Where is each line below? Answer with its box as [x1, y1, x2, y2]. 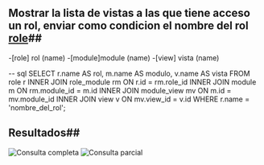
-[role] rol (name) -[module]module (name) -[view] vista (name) [8, 52, 220, 63]
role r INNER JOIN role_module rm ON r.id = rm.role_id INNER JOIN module [8, 76, 257, 87]
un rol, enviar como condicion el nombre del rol [8, 19, 249, 33]
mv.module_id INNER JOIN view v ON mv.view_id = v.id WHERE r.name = [8, 94, 250, 104]
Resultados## [8, 126, 80, 140]
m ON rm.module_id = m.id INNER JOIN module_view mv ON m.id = [8, 85, 232, 95]
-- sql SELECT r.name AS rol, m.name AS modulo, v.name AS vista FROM [8, 68, 251, 78]
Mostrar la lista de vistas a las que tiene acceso [8, 6, 251, 20]
